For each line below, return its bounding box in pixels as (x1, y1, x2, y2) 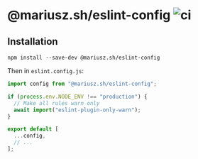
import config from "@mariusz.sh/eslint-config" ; (7, 80, 158, 87)
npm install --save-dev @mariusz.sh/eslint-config (7, 54, 160, 61)
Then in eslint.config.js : (7, 67, 84, 75)
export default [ (7, 126, 59, 133)
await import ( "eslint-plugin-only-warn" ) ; (13, 106, 141, 114)
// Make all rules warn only (13, 99, 100, 106)
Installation (7, 35, 58, 48)
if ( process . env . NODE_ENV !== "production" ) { (7, 93, 148, 100)
